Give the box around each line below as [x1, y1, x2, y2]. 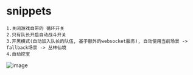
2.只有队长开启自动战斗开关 [6, 31, 67, 37]
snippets [6, 4, 52, 18]
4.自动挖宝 [6, 51, 30, 57]
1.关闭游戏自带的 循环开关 [6, 25, 65, 31]
